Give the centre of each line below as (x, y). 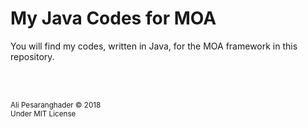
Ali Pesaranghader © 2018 (56, 105)
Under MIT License (43, 113)
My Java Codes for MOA (113, 18)
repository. (32, 56)
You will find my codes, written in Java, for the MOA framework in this (154, 46)
